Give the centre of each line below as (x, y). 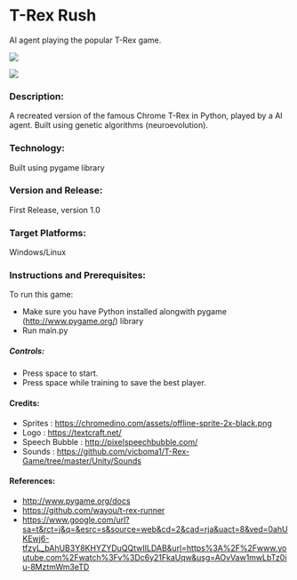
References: (32, 481)
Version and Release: (56, 190)
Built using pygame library (57, 167)
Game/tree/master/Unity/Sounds (82, 461)
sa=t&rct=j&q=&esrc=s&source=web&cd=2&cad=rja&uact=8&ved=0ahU (155, 528)
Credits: (24, 403)
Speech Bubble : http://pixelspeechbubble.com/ (110, 441)
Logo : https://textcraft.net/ (72, 433)
